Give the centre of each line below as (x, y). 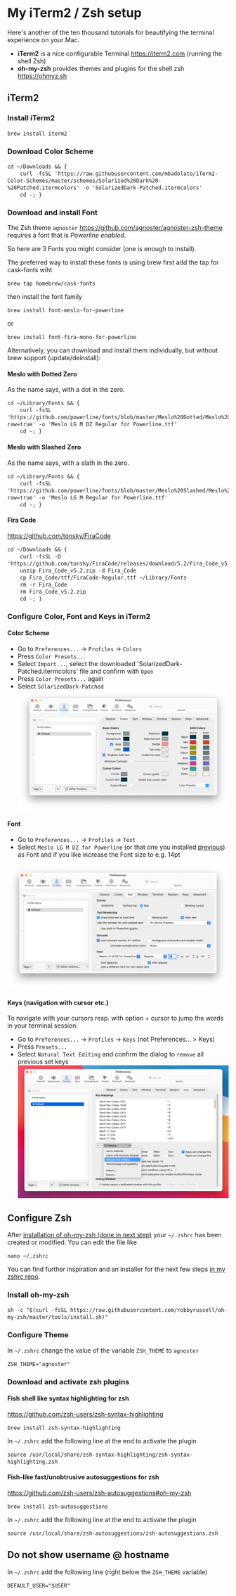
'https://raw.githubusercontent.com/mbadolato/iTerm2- (136, 174)
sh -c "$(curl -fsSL (38, 1310)
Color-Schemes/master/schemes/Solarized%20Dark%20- (84, 181)
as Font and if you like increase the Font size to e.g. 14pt (99, 855)
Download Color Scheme (51, 151)
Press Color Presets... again (60, 678)
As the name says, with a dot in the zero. (66, 390)
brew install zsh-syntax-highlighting (64, 1428)
